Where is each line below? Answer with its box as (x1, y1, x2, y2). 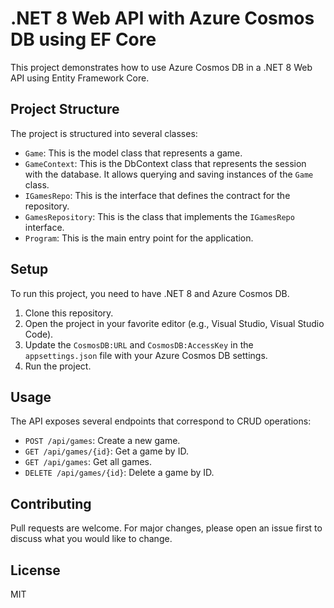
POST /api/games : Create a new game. (24, 435, 181, 447)
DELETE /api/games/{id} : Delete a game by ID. (24, 467, 215, 479)
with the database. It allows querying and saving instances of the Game (24, 168, 314, 180)
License (10, 562, 61, 579)
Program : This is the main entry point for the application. (24, 232, 254, 244)
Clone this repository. (24, 307, 114, 319)
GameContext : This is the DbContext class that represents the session (24, 157, 307, 169)
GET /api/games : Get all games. (24, 456, 153, 468)
